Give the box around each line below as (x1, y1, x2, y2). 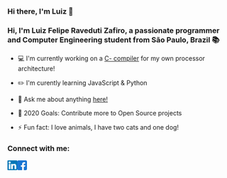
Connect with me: (7, 144, 70, 154)
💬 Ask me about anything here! (17, 95, 109, 104)
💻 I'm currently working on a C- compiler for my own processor (17, 54, 206, 63)
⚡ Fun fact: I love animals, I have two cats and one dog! (17, 123, 179, 132)
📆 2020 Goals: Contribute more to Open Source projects (17, 109, 182, 117)
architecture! (17, 64, 55, 73)
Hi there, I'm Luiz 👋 (7, 6, 74, 16)
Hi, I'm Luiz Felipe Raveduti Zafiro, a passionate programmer (7, 25, 220, 35)
